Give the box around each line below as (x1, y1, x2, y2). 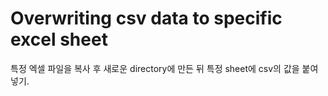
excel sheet (10, 28, 108, 51)
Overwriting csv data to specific (10, 7, 283, 30)
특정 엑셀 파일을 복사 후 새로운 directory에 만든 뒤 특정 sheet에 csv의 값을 (10, 62, 300, 74)
